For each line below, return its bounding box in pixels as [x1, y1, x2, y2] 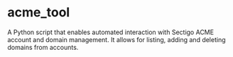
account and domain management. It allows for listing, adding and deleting [7, 35, 226, 43]
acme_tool [7, 4, 70, 21]
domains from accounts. [7, 43, 79, 51]
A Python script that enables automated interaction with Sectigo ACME [7, 28, 215, 36]
